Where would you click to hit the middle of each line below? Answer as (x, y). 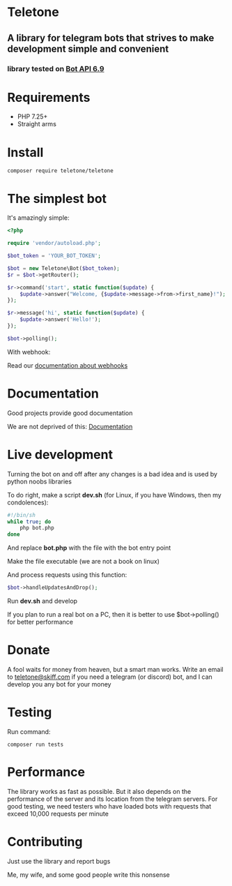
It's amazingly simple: (38, 218)
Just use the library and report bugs (59, 861)
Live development (60, 455)
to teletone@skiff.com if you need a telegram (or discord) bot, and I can (110, 677)
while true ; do (29, 521)
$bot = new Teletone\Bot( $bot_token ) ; (63, 268)
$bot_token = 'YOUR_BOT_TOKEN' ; (54, 256)
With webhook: (29, 352)
